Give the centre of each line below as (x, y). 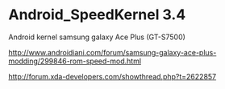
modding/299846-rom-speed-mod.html (75, 61)
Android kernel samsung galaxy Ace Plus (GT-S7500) (97, 37)
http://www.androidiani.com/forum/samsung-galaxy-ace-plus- (112, 52)
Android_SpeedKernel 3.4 (97, 15)
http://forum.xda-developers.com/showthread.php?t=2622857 (112, 76)
